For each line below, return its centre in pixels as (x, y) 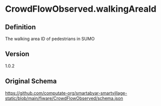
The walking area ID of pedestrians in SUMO (50, 39)
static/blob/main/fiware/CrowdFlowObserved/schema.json (64, 98)
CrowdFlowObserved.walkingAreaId (81, 9)
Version (17, 54)
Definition (20, 27)
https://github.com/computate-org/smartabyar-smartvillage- (66, 93)
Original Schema (31, 81)
